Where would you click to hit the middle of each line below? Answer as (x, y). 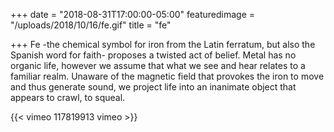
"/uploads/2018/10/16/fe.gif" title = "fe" (91, 25)
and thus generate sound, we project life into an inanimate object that (153, 87)
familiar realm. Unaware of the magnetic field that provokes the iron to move (167, 76)
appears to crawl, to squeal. (68, 97)
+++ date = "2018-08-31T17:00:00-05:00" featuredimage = (133, 14)
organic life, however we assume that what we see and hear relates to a (158, 65)
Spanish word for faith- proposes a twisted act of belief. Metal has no (153, 55)
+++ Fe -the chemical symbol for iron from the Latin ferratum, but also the (163, 44)
